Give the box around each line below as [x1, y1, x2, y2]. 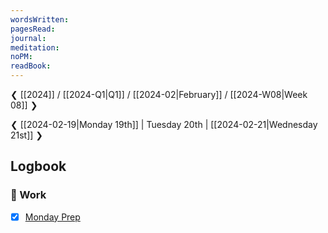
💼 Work [10, 188, 47, 202]
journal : [10, 33, 47, 43]
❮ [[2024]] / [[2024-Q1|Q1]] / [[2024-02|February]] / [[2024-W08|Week [10, 89, 308, 100]
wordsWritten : [10, 14, 70, 25]
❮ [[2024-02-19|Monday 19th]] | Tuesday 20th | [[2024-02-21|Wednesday [10, 119, 318, 130]
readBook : [10, 61, 52, 71]
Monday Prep [24, 211, 81, 223]
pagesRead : [10, 24, 56, 34]
